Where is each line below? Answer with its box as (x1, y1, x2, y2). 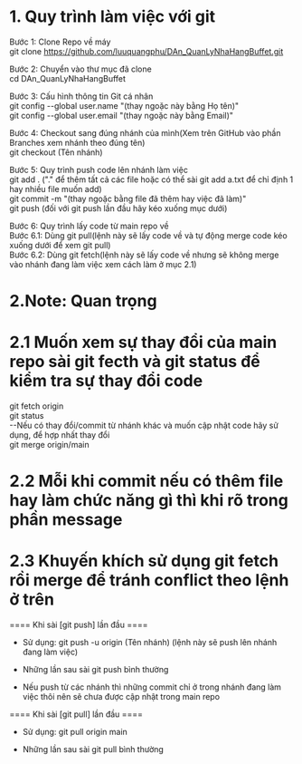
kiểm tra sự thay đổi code (9, 371, 203, 392)
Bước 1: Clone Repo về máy (9, 36, 111, 47)
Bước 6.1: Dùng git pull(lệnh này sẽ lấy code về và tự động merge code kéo (9, 229, 288, 241)
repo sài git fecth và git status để (9, 352, 260, 372)
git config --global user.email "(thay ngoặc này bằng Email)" (9, 110, 233, 121)
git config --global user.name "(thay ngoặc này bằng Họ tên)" (9, 100, 240, 111)
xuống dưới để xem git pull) (9, 239, 111, 250)
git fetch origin (9, 401, 64, 411)
